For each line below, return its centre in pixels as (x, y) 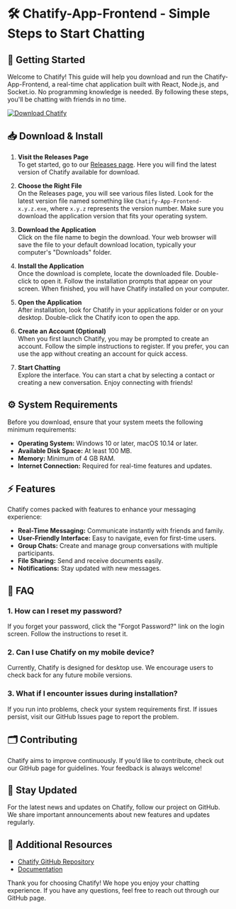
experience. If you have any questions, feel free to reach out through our (113, 891)
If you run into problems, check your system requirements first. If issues (112, 709)
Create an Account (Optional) (62, 331)
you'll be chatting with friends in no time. (67, 99)
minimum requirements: (42, 429)
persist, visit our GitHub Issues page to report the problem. (93, 716)
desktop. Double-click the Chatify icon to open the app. (99, 317)
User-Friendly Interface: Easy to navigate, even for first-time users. (117, 538)
